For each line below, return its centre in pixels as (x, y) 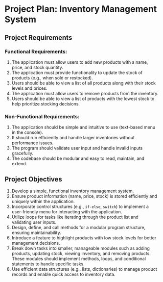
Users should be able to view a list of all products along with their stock (84, 83)
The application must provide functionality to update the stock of (77, 73)
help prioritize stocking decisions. (46, 103)
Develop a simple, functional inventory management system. (73, 191)
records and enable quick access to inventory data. (63, 274)
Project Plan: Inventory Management (81, 9)
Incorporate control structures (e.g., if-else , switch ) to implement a (80, 206)
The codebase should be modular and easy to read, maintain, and (78, 158)
